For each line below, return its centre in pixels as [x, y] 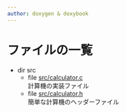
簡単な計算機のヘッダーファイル [73, 102]
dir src [26, 70]
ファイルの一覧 [50, 50]
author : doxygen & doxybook [48, 14]
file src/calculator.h [55, 93]
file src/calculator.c [55, 77]
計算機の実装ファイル [58, 86]
